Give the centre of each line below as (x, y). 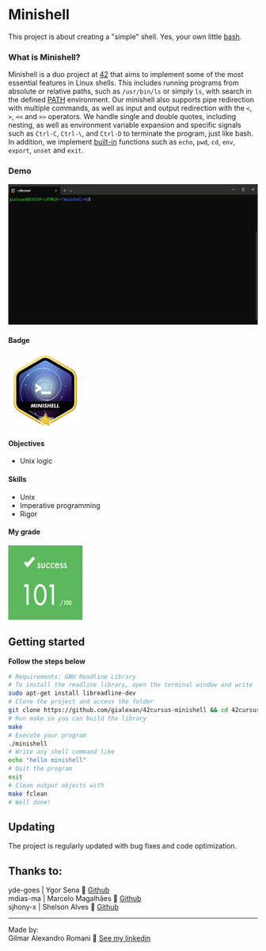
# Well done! (30, 802)
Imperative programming (60, 505)
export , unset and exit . (46, 150)
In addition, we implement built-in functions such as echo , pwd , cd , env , (122, 142)
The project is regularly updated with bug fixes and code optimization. (123, 846)
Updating (32, 827)
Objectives (27, 443)
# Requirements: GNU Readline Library (72, 676)
